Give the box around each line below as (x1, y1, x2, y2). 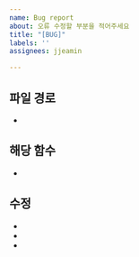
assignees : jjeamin (9, 47, 83, 56)
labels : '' (9, 38, 50, 48)
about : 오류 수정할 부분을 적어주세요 (9, 22, 130, 31)
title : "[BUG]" (9, 30, 66, 39)
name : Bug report (9, 13, 74, 23)
